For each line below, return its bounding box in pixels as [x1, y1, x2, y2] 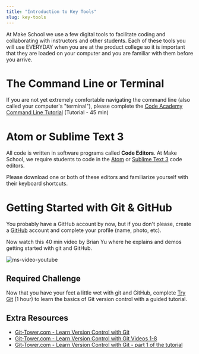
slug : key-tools [6, 14, 46, 20]
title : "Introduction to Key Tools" [6, 8, 97, 15]
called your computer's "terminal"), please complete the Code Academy [6, 102, 183, 110]
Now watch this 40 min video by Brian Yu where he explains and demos [6, 239, 182, 246]
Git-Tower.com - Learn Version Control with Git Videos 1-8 [14, 334, 157, 342]
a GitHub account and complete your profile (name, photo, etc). [6, 227, 162, 234]
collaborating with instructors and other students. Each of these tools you [6, 37, 186, 44]
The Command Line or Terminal [6, 77, 165, 90]
